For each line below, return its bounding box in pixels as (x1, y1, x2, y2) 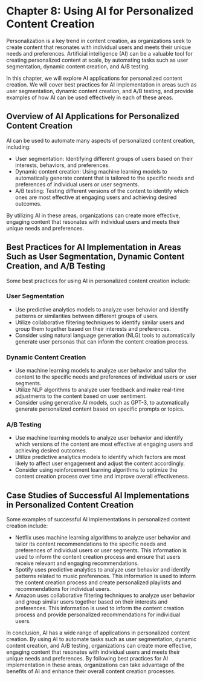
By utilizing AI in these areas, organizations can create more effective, (6, 212, 181, 219)
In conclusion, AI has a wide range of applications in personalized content (6, 629, 190, 636)
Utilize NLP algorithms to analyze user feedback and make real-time (14, 386, 185, 394)
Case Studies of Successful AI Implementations (6, 490, 190, 500)
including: (6, 143, 31, 151)
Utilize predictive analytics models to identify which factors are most (14, 454, 186, 461)
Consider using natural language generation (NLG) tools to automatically (14, 331, 195, 339)
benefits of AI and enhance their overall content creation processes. (6, 668, 176, 675)
